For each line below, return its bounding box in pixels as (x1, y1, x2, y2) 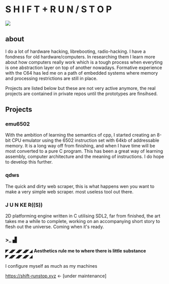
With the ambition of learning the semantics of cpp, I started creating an (5, 132, 156, 138)
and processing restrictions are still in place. (5, 75, 98, 81)
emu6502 (5, 120, 30, 128)
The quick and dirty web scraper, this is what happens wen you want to (5, 183, 155, 189)
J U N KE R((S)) (5, 201, 43, 208)
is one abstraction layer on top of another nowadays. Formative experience (5, 65, 162, 71)
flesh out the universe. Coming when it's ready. (5, 224, 104, 230)
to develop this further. (5, 159, 53, 165)
